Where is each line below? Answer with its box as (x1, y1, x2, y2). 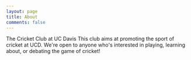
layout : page (6, 8, 38, 15)
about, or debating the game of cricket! (6, 48, 100, 55)
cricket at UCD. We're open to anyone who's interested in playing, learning (6, 41, 186, 48)
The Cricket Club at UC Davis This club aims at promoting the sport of (6, 36, 174, 43)
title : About (6, 14, 38, 20)
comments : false (6, 19, 46, 25)
